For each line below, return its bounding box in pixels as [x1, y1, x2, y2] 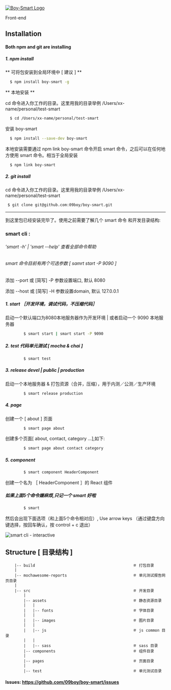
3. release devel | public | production [5, 367, 84, 373]
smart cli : [5, 230, 31, 237]
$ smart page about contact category [23, 446, 103, 451]
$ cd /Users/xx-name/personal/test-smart [10, 116, 99, 121]
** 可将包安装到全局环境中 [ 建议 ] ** [5, 69, 82, 75]
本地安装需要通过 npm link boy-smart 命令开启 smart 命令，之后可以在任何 [5, 146, 161, 152]
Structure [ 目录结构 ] [5, 548, 73, 557]
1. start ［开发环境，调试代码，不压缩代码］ [5, 301, 97, 307]
